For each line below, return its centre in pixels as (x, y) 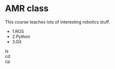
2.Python (21, 36)
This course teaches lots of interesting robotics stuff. (57, 22)
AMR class (27, 9)
